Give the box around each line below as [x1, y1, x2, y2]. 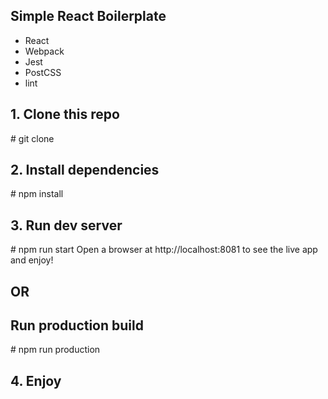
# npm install [10, 188, 64, 200]
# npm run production [10, 344, 101, 356]
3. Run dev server [10, 217, 123, 234]
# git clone [10, 132, 55, 144]
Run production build [10, 317, 144, 334]
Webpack [24, 45, 65, 57]
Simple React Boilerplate [10, 8, 167, 25]
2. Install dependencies [10, 162, 160, 179]
